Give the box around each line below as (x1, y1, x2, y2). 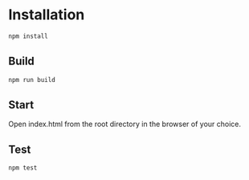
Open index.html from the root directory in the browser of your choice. (8, 119, 242, 129)
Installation (8, 6, 85, 24)
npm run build (8, 76, 56, 84)
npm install (8, 32, 48, 40)
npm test (8, 164, 38, 172)
